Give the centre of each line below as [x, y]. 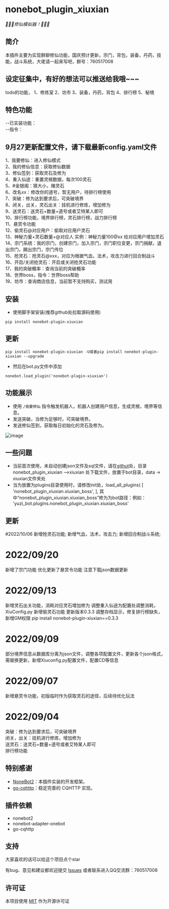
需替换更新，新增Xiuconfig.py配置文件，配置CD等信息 [62, 660]
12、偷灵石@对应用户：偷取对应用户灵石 [48, 230]
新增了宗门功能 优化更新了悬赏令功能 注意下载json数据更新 [67, 570]
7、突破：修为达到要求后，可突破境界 [45, 199]
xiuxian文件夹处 [29, 479]
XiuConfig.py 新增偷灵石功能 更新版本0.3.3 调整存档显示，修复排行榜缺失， [84, 612]
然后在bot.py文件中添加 [37, 366]
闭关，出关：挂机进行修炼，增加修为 [43, 738]
